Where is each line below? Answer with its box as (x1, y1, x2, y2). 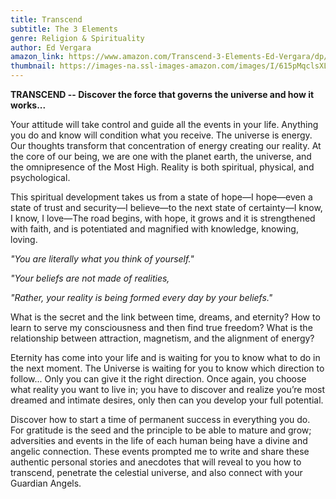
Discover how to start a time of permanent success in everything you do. (10, 414, 311, 425)
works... (10, 99, 47, 111)
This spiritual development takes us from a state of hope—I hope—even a (10, 191, 313, 203)
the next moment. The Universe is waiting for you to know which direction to (10, 362, 325, 374)
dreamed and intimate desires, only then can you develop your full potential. (10, 394, 324, 406)
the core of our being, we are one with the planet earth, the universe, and (10, 151, 312, 162)
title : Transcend (10, 14, 83, 25)
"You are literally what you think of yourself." (10, 253, 195, 265)
